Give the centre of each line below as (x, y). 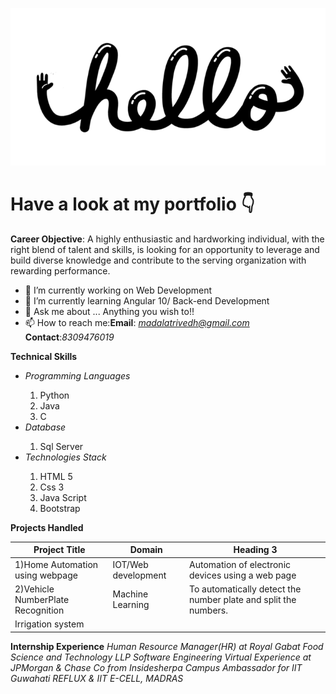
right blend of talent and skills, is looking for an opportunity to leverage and (165, 249)
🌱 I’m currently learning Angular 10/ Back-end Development (147, 300)
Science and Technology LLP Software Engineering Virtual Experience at (161, 657)
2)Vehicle (34, 589)
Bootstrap (60, 508)
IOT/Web (130, 564)
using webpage (46, 575)
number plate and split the (243, 599)
